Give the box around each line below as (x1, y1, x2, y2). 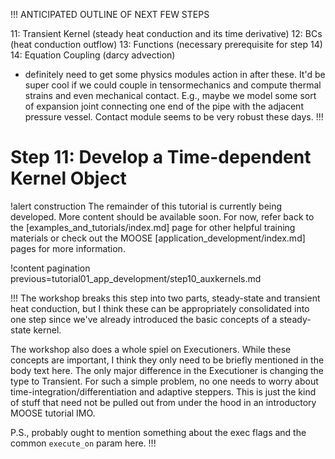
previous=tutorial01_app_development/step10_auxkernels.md (10, 272, 262, 284)
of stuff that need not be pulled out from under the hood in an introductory (10, 396, 317, 408)
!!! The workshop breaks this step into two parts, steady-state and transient (10, 292, 321, 304)
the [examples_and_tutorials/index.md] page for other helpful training (10, 221, 296, 233)
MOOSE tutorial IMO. (10, 407, 96, 419)
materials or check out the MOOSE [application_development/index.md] (10, 232, 306, 244)
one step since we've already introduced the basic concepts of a (10, 313, 278, 325)
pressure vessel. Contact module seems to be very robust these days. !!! (24, 111, 324, 123)
